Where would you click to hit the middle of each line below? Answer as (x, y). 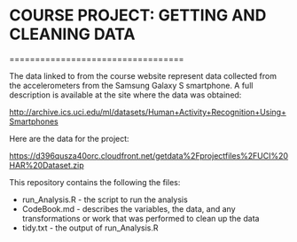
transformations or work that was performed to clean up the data (141, 218)
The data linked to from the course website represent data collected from (143, 75)
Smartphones (34, 121)
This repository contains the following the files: (95, 182)
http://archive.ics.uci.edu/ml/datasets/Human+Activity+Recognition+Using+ (148, 112)
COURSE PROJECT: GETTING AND (138, 16)
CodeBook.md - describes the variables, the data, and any (129, 208)
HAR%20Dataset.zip (47, 165)
